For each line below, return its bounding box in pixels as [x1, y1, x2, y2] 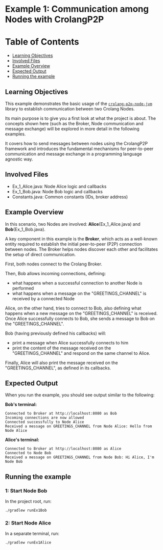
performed [12, 285, 34, 291]
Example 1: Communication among [5, 3, 149, 15]
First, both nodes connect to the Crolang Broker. [5, 261, 102, 267]
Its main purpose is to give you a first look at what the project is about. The [5, 115, 156, 121]
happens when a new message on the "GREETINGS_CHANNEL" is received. [5, 310, 158, 316]
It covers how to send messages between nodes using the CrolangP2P [5, 140, 148, 146]
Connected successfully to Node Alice [5, 419, 84, 425]
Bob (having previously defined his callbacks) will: [5, 330, 106, 336]
